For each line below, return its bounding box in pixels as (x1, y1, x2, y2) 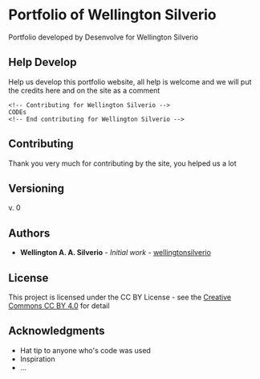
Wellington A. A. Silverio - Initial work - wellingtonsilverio (19, 248, 211, 257)
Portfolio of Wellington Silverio (8, 6, 217, 24)
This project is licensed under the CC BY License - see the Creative (8, 292, 231, 302)
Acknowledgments (8, 324, 106, 338)
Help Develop (8, 56, 77, 69)
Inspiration (19, 354, 55, 364)
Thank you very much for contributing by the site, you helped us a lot (8, 159, 237, 168)
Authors (8, 226, 51, 240)
